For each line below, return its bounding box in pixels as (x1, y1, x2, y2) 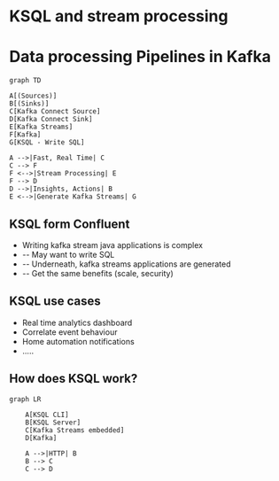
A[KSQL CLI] (25, 410, 69, 419)
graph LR (9, 394, 42, 404)
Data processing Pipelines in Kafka (9, 47, 272, 67)
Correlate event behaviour (21, 326, 118, 337)
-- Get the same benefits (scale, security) (21, 268, 174, 278)
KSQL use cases (9, 294, 101, 309)
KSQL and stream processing (9, 6, 229, 27)
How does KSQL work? (9, 371, 138, 386)
